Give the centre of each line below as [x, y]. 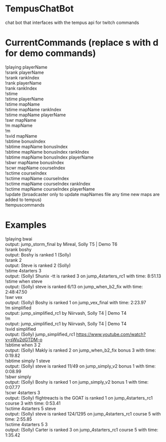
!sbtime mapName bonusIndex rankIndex [47, 152]
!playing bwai [19, 239]
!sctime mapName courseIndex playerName [50, 189]
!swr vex [14, 297]
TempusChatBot [40, 9]
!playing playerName [26, 67]
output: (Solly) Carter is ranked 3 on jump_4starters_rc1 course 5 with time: [82, 430]
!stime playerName [24, 99]
